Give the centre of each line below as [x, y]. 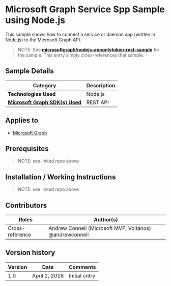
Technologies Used [32, 94]
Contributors [26, 205]
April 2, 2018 [48, 275]
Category [45, 85]
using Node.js [35, 20]
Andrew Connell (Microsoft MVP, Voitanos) [99, 228]
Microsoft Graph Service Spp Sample [85, 9]
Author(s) [106, 219]
